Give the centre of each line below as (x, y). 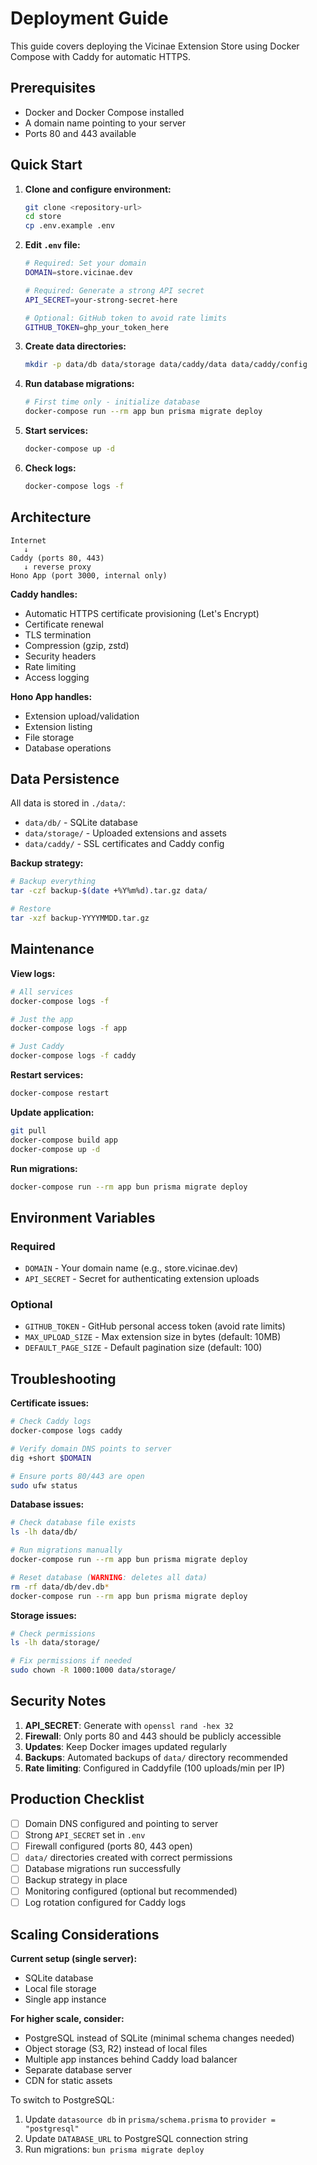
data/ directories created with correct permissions (128, 1857)
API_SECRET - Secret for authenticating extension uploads (142, 1279)
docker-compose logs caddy (66, 1431)
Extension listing (58, 726)
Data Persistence (65, 779)
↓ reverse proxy (57, 567)
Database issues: (47, 1504)
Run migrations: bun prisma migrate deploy (114, 2149)
